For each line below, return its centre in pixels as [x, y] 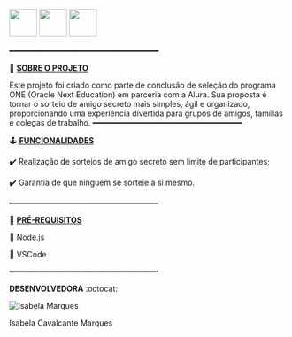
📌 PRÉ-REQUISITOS [46, 220]
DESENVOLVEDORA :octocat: [63, 288]
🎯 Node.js [27, 237]
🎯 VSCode [28, 254]
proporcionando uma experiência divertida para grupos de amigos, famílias [146, 113]
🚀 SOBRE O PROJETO [49, 68]
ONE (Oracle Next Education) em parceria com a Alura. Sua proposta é [138, 95]
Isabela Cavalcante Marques [61, 323]
